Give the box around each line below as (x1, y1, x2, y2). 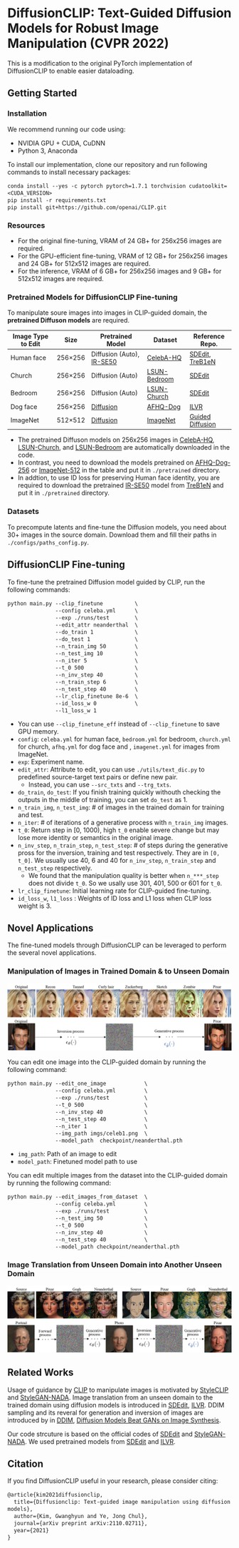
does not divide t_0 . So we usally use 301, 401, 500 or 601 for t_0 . (28, 879, 223, 887)
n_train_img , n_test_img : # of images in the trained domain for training (17, 803, 225, 811)
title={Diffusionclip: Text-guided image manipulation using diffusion (14, 1499, 231, 1506)
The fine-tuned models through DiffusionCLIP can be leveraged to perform (7, 941, 227, 950)
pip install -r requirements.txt (7, 196, 107, 204)
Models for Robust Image (7, 20, 159, 36)
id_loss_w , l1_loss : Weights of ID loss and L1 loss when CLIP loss (17, 894, 212, 902)
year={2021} (14, 1527, 50, 1534)
